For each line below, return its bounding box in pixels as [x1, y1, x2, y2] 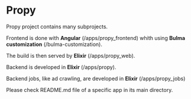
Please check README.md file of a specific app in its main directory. [6, 86, 173, 93]
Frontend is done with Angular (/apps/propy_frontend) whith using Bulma [6, 34, 185, 41]
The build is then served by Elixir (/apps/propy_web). [6, 52, 135, 59]
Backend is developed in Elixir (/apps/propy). [6, 63, 116, 71]
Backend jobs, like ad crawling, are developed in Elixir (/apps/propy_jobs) [6, 75, 186, 82]
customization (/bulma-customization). [6, 41, 102, 48]
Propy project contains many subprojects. [6, 23, 108, 30]
